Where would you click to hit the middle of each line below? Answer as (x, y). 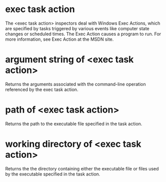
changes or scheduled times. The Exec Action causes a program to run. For (83, 34)
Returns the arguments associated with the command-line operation (76, 84)
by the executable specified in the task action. (53, 174)
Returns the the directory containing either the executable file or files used (82, 168)
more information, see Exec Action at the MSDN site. (59, 39)
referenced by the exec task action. (42, 89)
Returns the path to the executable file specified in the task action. (74, 124)
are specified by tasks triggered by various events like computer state (77, 28)
